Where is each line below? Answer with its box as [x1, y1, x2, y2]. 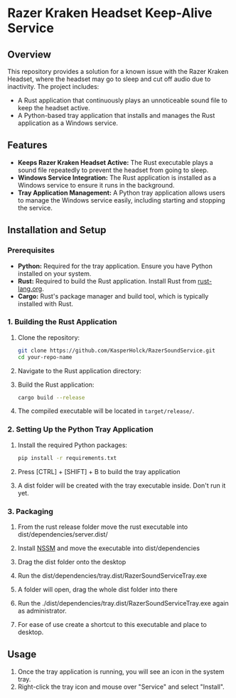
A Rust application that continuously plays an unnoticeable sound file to [17, 96, 227, 104]
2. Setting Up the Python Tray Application [7, 424, 154, 434]
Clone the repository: [17, 333, 80, 342]
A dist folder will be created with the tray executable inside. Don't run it [17, 481, 226, 490]
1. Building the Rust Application [7, 317, 117, 327]
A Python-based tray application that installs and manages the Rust [17, 112, 215, 119]
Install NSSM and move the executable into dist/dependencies [17, 544, 200, 552]
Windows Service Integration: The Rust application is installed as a [17, 173, 217, 182]
